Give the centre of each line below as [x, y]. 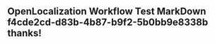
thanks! [25, 33]
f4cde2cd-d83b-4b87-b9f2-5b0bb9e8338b [108, 23]
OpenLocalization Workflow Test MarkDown [107, 12]
